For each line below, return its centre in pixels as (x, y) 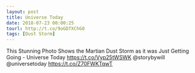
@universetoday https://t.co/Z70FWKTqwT (59, 64)
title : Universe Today (35, 17)
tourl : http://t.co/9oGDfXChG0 (46, 28)
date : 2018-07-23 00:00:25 (40, 23)
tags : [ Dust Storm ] (31, 34)
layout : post (23, 12)
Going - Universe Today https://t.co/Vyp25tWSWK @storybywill (86, 57)
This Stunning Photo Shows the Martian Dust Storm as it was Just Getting (97, 51)
